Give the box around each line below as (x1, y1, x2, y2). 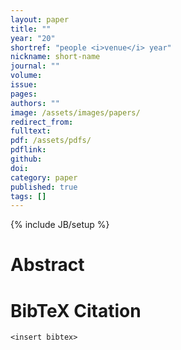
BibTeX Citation (10, 299, 142, 322)
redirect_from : (10, 117, 74, 127)
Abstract (10, 254, 85, 276)
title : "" (10, 24, 52, 34)
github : (10, 154, 43, 164)
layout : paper (10, 14, 70, 25)
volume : (10, 71, 43, 81)
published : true (10, 182, 78, 192)
